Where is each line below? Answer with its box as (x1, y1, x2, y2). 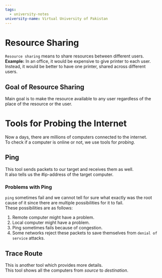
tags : (5, 7, 16, 12)
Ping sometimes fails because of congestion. (12, 225, 103, 231)
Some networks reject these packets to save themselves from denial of (12, 230, 158, 236)
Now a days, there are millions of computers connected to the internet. (5, 134, 147, 140)
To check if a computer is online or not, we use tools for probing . (5, 139, 135, 145)
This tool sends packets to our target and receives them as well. (5, 166, 134, 172)
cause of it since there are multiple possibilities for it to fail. (5, 200, 123, 206)
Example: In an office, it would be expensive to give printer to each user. (5, 58, 151, 64)
